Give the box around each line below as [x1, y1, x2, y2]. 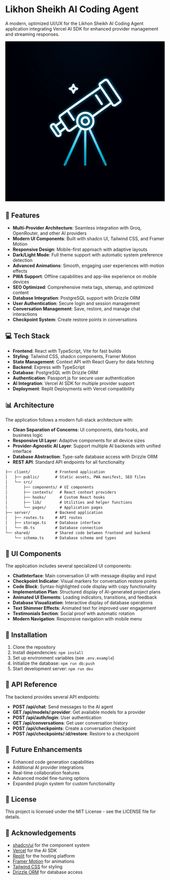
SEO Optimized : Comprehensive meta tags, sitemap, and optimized [12, 284, 154, 290]
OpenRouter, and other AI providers [12, 230, 87, 236]
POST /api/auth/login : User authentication [12, 714, 102, 721]
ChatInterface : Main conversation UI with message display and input [12, 573, 157, 579]
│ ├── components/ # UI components [5, 485, 94, 490]
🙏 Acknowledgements [5, 829, 76, 837]
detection [12, 257, 33, 263]
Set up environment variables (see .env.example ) [12, 655, 115, 661]
